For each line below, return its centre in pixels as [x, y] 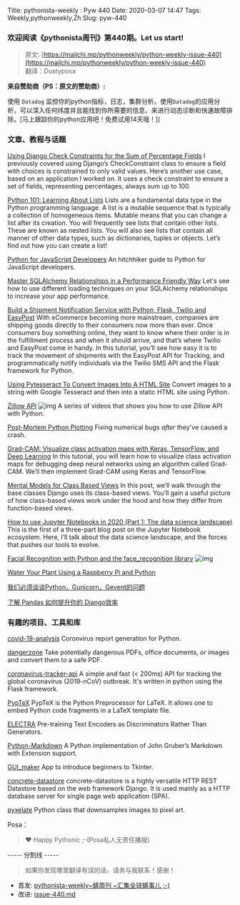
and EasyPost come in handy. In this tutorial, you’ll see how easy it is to [112, 347]
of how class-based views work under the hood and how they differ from [115, 500]
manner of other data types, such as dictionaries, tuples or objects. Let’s [114, 238]
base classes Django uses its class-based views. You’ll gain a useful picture [119, 493]
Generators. [25, 731]
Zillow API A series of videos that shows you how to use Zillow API [115, 406]
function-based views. [40, 508]
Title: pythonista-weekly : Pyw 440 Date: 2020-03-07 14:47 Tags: [104, 10]
